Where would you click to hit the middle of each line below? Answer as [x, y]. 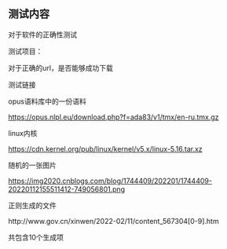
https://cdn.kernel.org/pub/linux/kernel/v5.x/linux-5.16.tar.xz [105, 148]
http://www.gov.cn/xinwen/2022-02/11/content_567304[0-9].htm [113, 221]
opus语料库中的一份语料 [47, 101]
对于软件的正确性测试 [42, 35]
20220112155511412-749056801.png [67, 189]
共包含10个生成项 [36, 237]
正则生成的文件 [32, 205]
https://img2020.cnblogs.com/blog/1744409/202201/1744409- [110, 181]
